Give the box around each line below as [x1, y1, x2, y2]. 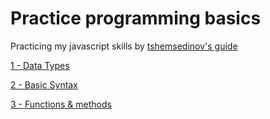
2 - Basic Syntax [10, 78, 78, 91]
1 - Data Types [10, 59, 70, 71]
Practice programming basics [10, 7, 262, 30]
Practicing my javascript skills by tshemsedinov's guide [10, 40, 238, 52]
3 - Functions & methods [10, 98, 112, 110]
